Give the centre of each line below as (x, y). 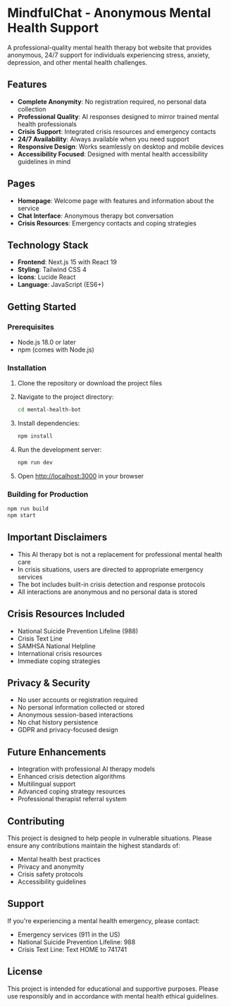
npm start (22, 516)
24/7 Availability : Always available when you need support (103, 139)
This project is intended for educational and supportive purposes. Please (113, 989)
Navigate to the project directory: (65, 397)
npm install (35, 436)
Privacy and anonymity (51, 867)
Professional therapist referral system (72, 799)
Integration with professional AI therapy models (86, 769)
